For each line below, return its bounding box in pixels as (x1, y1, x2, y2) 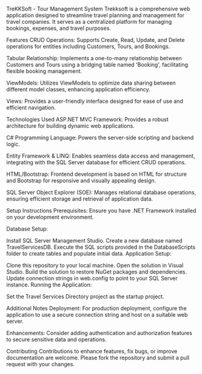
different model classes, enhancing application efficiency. (6, 86, 150, 93)
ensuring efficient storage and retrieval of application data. (6, 195, 153, 203)
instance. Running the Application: (6, 281, 92, 288)
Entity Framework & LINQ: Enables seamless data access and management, (6, 152, 195, 159)
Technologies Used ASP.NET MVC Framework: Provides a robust (6, 116, 169, 123)
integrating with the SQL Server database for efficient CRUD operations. (6, 159, 186, 166)
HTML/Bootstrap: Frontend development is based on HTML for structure (6, 170, 187, 178)
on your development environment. (6, 213, 94, 221)
